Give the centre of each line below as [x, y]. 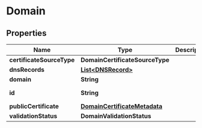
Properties [26, 33]
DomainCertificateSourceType [125, 60]
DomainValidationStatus [116, 116]
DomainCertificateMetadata [121, 106]
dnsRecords [27, 70]
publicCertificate [34, 106]
